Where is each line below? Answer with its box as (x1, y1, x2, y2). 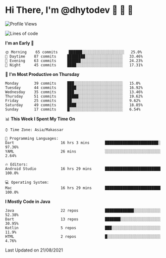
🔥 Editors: (5, 162, 28, 167)
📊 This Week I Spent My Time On (5, 116, 75, 122)
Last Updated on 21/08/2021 (5, 247, 63, 253)
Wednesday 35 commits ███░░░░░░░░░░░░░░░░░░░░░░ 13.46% (5, 89, 143, 95)
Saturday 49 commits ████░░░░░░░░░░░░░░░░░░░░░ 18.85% (5, 103, 143, 107)
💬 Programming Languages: (5, 136, 58, 141)
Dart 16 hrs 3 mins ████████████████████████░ (5, 140, 161, 145)
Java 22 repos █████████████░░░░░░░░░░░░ (5, 208, 161, 213)
